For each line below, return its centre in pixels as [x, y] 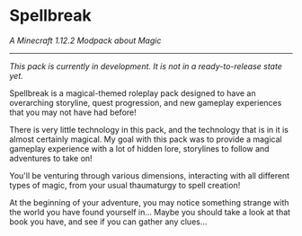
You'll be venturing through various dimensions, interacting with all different [150, 175]
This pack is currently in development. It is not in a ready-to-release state [146, 66]
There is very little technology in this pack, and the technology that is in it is [149, 129]
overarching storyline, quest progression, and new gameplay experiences [146, 102]
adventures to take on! [51, 158]
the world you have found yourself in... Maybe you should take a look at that [150, 212]
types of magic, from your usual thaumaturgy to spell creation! [125, 185]
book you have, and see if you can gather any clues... [108, 222]
